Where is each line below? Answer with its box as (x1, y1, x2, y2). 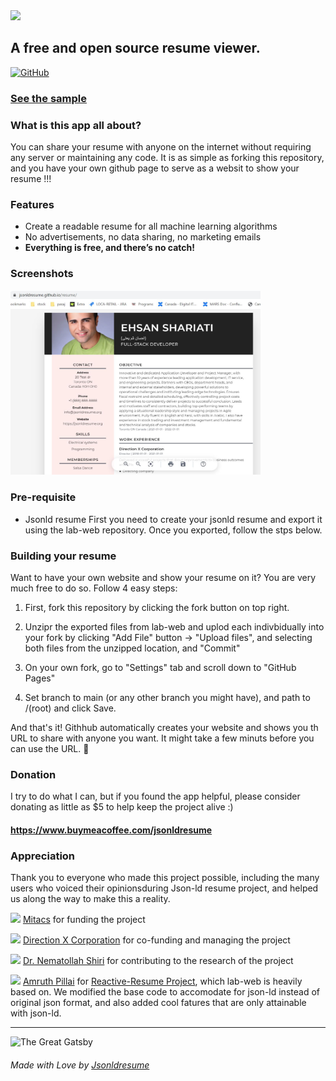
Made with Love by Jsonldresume (10, 1059, 150, 1071)
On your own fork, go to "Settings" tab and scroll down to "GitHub (24, 661, 297, 673)
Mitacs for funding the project (22, 914, 146, 926)
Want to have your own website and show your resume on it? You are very (10, 571, 317, 583)
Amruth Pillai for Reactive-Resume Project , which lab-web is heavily (22, 975, 303, 988)
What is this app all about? (10, 118, 142, 132)
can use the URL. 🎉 (10, 742, 90, 754)
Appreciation (10, 849, 76, 863)
